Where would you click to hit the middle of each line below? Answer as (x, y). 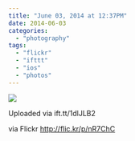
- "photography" (43, 38)
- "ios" (29, 68)
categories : (28, 30)
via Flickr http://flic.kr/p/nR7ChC (62, 128)
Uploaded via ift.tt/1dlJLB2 (52, 113)
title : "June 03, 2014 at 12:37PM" (68, 16)
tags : (17, 46)
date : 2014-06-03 (37, 23)
